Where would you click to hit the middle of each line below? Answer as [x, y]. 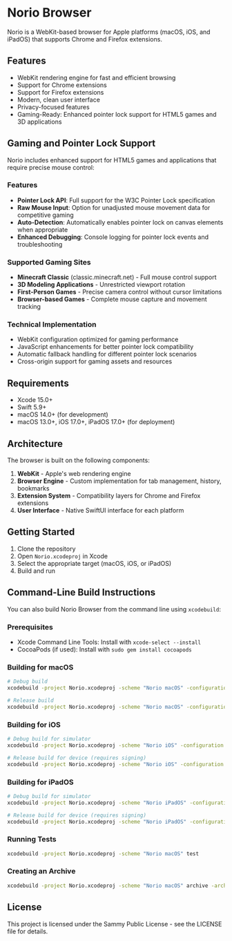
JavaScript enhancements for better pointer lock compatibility [105, 347]
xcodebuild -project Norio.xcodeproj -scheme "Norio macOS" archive [108, 886]
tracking [29, 307]
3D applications [39, 122]
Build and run [36, 571]
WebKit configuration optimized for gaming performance [98, 339]
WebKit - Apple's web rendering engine [74, 474]
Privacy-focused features [53, 107]
